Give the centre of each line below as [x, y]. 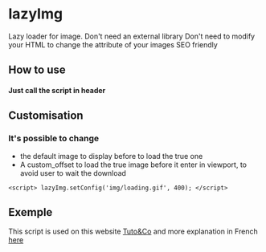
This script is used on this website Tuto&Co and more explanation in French [133, 232]
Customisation [46, 116]
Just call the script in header [57, 90]
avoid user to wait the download [73, 173]
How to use [37, 70]
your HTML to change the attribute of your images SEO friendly [113, 44]
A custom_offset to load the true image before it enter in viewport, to [133, 165]
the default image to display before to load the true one [111, 156]
